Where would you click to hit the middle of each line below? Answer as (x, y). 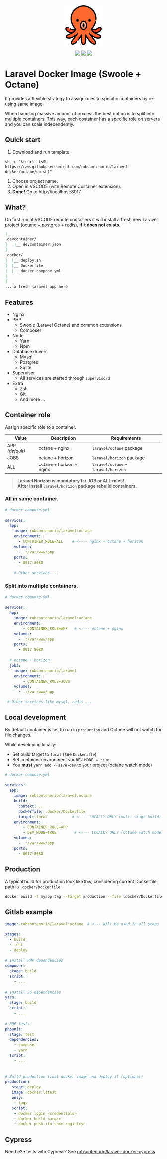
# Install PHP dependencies (34, 961)
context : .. (31, 806)
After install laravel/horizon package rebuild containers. (77, 486)
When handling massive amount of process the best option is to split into (80, 113)
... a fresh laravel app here (37, 287)
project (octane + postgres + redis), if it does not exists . (63, 225)
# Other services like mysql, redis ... (50, 702)
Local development (36, 718)
